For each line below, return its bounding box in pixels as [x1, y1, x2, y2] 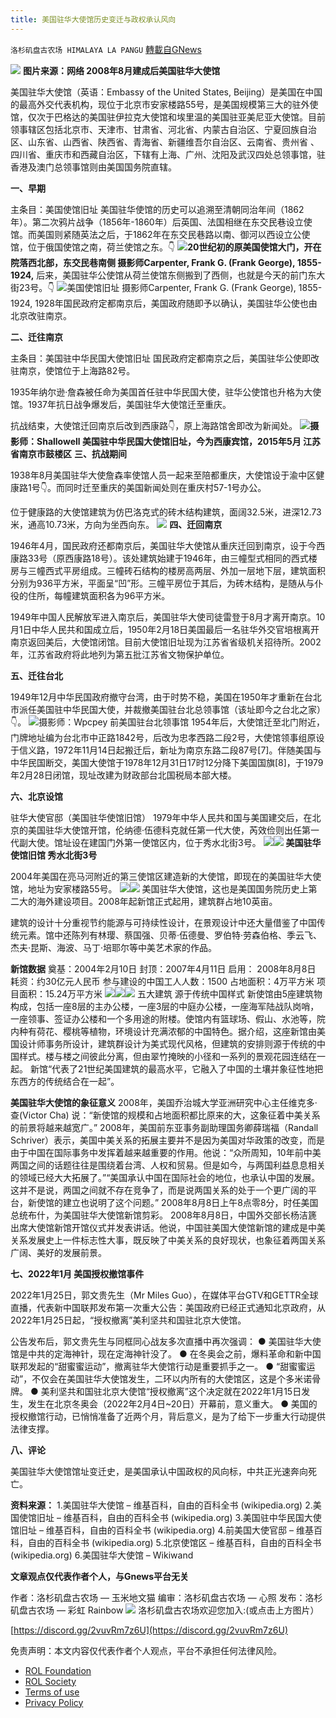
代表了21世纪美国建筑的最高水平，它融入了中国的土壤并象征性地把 [51, 1062, 324, 1075]
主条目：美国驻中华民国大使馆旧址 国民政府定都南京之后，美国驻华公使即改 [10, 352, 320, 364]
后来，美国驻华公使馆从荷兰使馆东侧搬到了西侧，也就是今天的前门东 [36, 269, 317, 281]
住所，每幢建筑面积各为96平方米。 [27, 589, 171, 601]
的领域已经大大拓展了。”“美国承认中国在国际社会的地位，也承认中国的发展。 [10, 1171, 321, 1183]
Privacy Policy [24, 1696, 84, 1708]
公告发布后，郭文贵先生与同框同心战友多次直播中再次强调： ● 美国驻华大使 [10, 1335, 322, 1347]
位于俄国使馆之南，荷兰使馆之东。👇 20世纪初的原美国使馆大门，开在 [27, 241, 322, 253]
